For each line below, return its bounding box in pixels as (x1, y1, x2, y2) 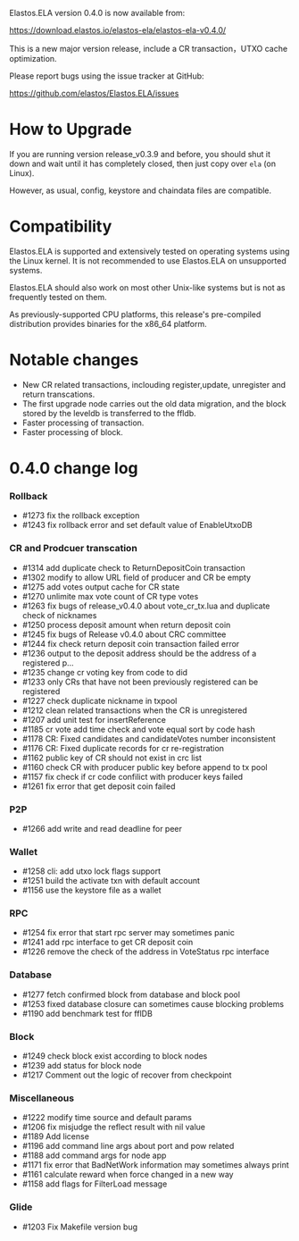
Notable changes (9, 350, 139, 370)
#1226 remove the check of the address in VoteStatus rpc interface (21, 946, 270, 957)
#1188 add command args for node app (21, 1150, 167, 1161)
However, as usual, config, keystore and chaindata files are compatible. (9, 185, 272, 196)
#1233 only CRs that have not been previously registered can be (21, 676, 259, 687)
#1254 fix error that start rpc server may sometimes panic (21, 927, 235, 938)
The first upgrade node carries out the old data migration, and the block (21, 398, 287, 409)
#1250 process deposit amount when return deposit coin (21, 619, 231, 630)
